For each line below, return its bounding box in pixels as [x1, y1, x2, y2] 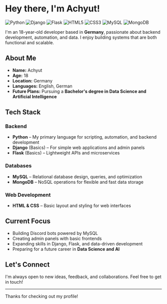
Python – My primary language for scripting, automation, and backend [12, 134, 157, 140]
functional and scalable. [5, 39, 54, 45]
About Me [5, 54, 36, 63]
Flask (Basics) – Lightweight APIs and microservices [12, 150, 120, 156]
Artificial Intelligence [12, 93, 57, 99]
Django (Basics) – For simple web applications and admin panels [12, 145, 145, 151]
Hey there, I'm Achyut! [5, 3, 100, 14]
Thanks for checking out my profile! [5, 293, 79, 299]
